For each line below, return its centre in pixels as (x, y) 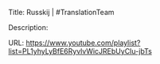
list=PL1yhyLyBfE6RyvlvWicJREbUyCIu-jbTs (80, 51)
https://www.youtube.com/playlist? (83, 43)
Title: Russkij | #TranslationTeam (61, 12)
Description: (28, 27)
